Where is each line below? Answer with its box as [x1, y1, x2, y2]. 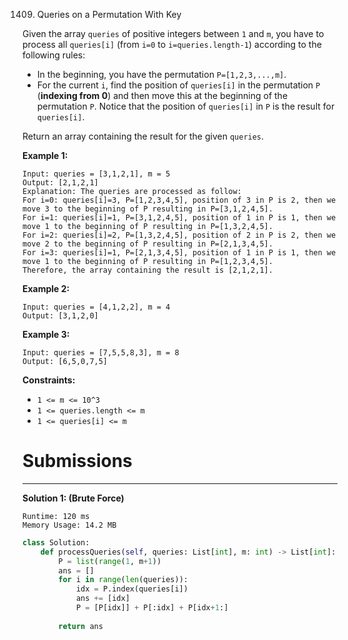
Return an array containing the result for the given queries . [22, 130, 265, 142]
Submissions [22, 450, 133, 473]
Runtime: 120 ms [22, 511, 90, 521]
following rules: [22, 49, 86, 61]
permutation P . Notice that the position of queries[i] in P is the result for [36, 100, 335, 112]
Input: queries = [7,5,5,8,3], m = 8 [22, 348, 180, 358]
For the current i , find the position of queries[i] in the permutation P [36, 79, 321, 91]
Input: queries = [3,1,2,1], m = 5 [22, 169, 171, 179]
